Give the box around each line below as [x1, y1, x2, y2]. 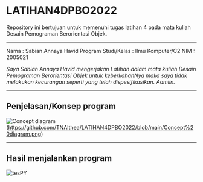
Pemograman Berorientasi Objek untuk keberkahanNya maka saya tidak [6, 72, 187, 79]
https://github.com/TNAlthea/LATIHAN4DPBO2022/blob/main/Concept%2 [8, 124, 194, 131]
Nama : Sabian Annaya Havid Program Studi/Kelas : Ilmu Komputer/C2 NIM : [6, 47, 195, 54]
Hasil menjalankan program [6, 153, 112, 163]
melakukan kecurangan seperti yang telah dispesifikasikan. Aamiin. [6, 78, 175, 85]
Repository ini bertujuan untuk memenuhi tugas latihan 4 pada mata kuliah [6, 24, 192, 31]
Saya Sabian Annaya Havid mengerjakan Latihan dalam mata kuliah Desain [6, 65, 196, 72]
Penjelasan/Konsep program [6, 101, 117, 111]
